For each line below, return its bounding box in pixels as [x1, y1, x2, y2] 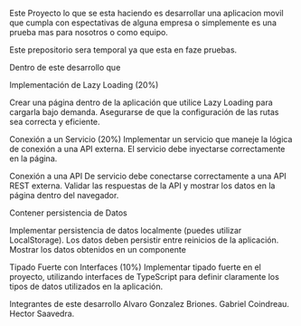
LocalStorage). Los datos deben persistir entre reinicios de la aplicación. [9, 235, 279, 245]
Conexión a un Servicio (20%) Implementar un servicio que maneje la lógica [9, 134, 293, 144]
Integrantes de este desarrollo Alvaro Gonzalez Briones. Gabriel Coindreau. [9, 299, 289, 309]
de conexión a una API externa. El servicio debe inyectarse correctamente [9, 144, 286, 154]
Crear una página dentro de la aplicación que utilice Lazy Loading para [9, 97, 273, 108]
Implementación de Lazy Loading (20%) [9, 80, 159, 90]
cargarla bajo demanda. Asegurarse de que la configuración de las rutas [9, 107, 279, 117]
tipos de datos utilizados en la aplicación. [9, 281, 164, 292]
